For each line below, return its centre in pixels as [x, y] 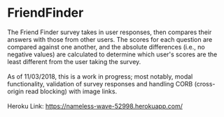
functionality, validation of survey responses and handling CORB [100, 84]
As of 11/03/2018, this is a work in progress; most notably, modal [100, 76]
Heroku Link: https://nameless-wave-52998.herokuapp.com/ [95, 106]
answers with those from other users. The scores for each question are [110, 39]
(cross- [205, 84]
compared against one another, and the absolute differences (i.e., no [106, 47]
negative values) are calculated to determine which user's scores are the [112, 54]
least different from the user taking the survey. [74, 61]
